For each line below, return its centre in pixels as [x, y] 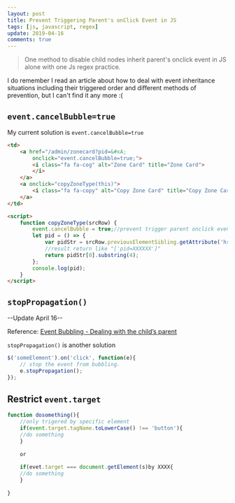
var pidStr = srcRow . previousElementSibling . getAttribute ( [132, 242]
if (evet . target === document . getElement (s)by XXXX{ [97, 467]
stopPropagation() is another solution [62, 345]
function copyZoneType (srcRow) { [69, 223]
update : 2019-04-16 [36, 33]
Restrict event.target [54, 399]
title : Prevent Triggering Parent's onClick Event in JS [92, 20]
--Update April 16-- [35, 318]
